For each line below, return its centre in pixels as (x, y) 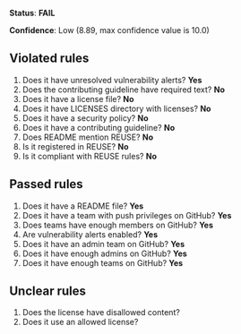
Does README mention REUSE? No (88, 137)
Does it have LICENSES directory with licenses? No (116, 108)
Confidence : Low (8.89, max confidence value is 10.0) (110, 30)
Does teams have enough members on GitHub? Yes (117, 225)
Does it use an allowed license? (80, 322)
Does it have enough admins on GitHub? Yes (105, 253)
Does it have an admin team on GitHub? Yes (103, 244)
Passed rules (46, 184)
